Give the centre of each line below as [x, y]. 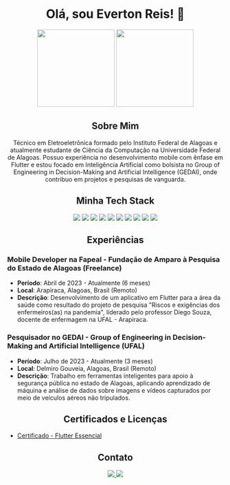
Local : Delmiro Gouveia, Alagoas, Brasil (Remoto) [87, 368]
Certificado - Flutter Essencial [59, 435]
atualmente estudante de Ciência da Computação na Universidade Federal [115, 150]
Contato [115, 457]
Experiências [115, 240]
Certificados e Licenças [115, 419]
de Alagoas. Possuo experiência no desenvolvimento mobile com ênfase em [115, 157]
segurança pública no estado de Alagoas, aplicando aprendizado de [114, 383]
